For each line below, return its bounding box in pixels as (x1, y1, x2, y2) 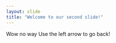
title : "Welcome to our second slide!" (6, 14, 104, 20)
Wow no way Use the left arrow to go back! (6, 30, 110, 37)
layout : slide (6, 8, 41, 15)
